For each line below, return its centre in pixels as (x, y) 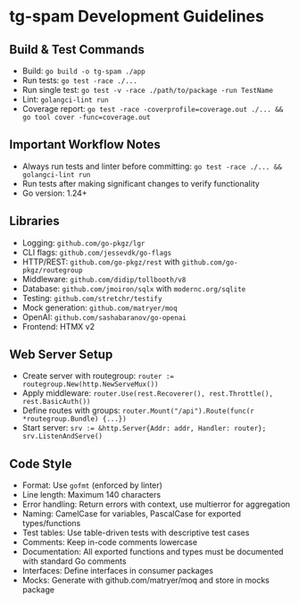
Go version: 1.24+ (54, 193)
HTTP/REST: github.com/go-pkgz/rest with (101, 262)
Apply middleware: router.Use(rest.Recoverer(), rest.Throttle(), (148, 393)
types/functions (51, 524)
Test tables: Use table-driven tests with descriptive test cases (136, 533)
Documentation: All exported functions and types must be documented (153, 552)
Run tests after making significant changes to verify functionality (141, 183)
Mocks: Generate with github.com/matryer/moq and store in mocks (145, 580)
